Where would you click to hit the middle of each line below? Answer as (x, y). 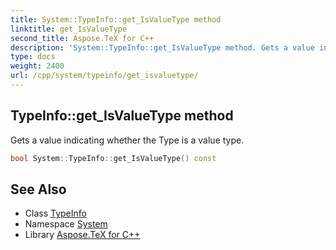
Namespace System (66, 224)
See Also (38, 189)
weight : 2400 (37, 66)
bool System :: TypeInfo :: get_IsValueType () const (113, 158)
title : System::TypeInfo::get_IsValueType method (116, 19)
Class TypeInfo (55, 213)
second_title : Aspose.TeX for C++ (82, 38)
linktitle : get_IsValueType (69, 29)
